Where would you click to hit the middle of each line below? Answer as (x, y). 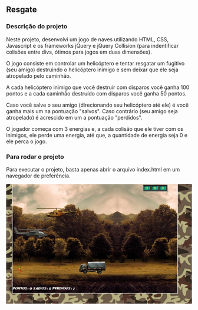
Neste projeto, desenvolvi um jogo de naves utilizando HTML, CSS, (88, 39)
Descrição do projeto (37, 27)
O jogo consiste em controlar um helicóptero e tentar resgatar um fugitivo (95, 63)
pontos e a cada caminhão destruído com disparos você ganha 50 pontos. (96, 93)
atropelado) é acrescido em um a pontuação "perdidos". (74, 117)
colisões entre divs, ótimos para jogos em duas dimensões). (79, 52)
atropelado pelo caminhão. (39, 75)
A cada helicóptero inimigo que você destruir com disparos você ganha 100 (98, 87)
